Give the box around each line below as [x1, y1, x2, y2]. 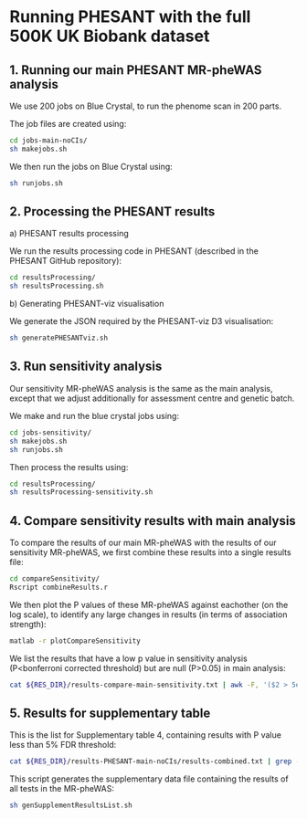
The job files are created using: [9, 119, 127, 129]
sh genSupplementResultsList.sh [9, 801, 132, 810]
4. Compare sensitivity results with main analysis [9, 513, 297, 529]
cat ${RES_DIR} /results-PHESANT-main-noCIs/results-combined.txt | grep [9, 757, 292, 766]
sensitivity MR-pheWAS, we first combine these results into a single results [9, 547, 291, 558]
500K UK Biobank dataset [9, 26, 210, 47]
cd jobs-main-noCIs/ [9, 136, 89, 145]
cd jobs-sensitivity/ [9, 427, 92, 437]
